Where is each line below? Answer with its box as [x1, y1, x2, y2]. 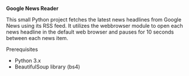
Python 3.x [14, 57, 41, 64]
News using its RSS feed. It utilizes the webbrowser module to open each [6, 23, 183, 29]
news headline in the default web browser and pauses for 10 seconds [6, 28, 174, 35]
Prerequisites [6, 46, 38, 53]
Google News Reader [6, 5, 59, 12]
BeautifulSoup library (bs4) [14, 63, 80, 70]
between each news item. [6, 35, 69, 41]
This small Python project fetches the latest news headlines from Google [6, 16, 182, 23]
